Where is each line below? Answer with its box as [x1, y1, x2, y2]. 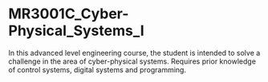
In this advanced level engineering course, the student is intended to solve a [8, 48, 261, 57]
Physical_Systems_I [8, 21, 144, 40]
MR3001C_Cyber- [8, 5, 129, 23]
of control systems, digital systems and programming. [8, 64, 187, 74]
